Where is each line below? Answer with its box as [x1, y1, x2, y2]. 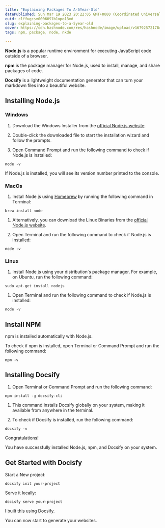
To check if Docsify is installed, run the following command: [12, 417, 134, 422]
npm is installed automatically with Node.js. [5, 333, 93, 339]
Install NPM [5, 320, 41, 329]
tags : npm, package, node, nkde [5, 30, 71, 35]
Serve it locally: [5, 490, 36, 496]
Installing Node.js [5, 97, 60, 105]
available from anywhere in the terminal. [12, 407, 94, 413]
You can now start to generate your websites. [5, 517, 97, 523]
